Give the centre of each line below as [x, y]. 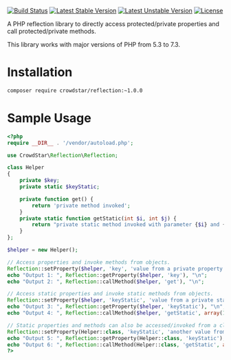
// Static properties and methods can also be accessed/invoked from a [112, 325]
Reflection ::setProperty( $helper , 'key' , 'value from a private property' [117, 269]
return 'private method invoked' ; [81, 205]
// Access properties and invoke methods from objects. [89, 262]
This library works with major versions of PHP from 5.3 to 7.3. [94, 44]
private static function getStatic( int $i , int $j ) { [98, 218]
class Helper [26, 168]
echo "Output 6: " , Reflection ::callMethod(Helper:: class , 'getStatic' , [113, 345]
